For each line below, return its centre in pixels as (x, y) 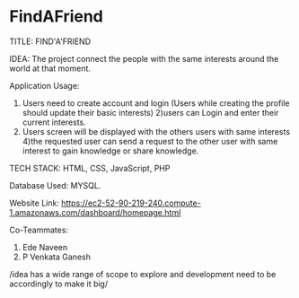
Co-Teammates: (39, 230)
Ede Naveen (45, 247)
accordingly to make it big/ (59, 284)
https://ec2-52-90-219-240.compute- (132, 203)
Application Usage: (44, 85)
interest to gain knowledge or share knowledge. (110, 151)
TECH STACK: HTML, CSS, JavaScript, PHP (90, 168)
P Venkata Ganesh (57, 257)
